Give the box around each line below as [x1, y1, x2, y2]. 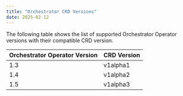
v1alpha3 [103, 80, 130, 88]
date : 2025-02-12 [6, 14, 49, 20]
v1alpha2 [103, 71, 130, 79]
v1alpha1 [103, 60, 130, 69]
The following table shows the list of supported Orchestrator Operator [6, 30, 177, 37]
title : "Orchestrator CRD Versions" [6, 8, 97, 15]
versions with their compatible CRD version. [6, 37, 114, 44]
